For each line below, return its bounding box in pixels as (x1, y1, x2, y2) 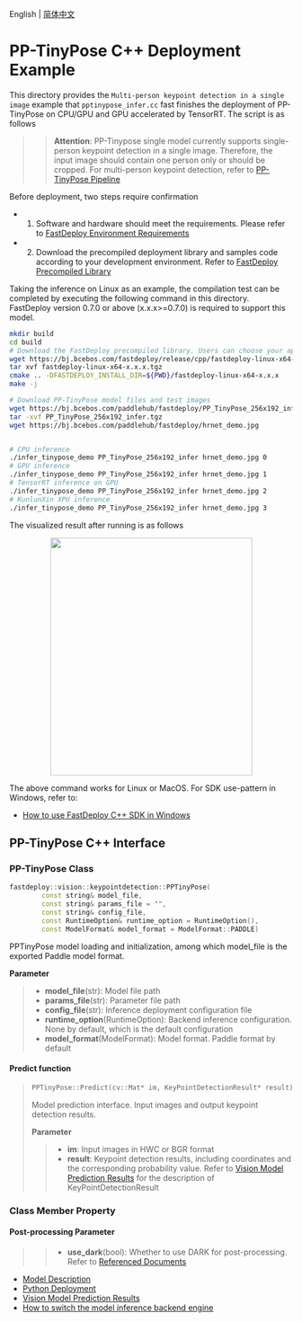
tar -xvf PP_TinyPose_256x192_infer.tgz (9, 413, 164, 421)
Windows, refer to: (9, 792, 78, 803)
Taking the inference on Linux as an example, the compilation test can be (9, 283, 280, 294)
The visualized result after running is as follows (9, 519, 184, 530)
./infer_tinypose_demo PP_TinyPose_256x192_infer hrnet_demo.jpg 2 (9, 486, 268, 495)
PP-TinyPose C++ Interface (9, 835, 166, 850)
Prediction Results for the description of (67, 1172, 216, 1183)
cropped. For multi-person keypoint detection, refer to (53, 164, 254, 174)
